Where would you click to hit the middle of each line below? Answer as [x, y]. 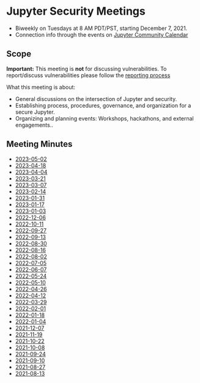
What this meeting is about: [41, 87]
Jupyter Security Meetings [76, 11]
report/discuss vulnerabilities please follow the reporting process [88, 75]
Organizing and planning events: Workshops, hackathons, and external [104, 118]
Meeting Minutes [39, 144]
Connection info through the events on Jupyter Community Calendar [102, 34]
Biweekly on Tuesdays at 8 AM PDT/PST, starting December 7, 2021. [101, 28]
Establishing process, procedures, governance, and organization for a [103, 105]
